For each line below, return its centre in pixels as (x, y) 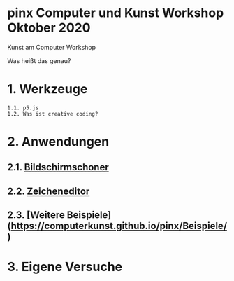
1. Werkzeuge (47, 89)
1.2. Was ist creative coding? (53, 114)
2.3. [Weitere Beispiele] (59, 215)
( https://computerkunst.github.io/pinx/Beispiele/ (117, 226)
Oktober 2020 (49, 28)
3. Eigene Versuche (65, 267)
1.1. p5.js (23, 108)
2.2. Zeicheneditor (49, 191)
